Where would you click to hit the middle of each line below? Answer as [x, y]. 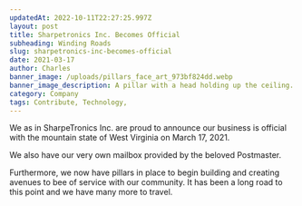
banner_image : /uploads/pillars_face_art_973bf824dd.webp [121, 77]
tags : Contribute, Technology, [68, 102]
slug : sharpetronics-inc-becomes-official [91, 52]
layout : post [34, 26]
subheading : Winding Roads [60, 43]
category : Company [44, 93]
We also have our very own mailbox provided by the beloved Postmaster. [146, 155]
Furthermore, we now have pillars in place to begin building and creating [145, 172]
